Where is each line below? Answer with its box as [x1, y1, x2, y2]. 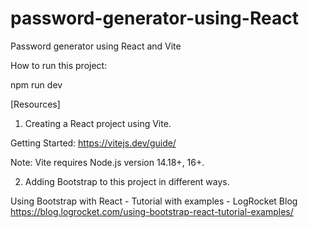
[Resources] [10, 98, 61, 110]
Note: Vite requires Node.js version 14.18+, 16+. [10, 156, 205, 168]
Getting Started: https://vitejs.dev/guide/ [10, 137, 177, 149]
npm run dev [10, 78, 63, 91]
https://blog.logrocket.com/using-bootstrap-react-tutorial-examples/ [10, 205, 294, 217]
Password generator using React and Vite [10, 40, 182, 52]
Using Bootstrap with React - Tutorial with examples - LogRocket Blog [10, 195, 298, 207]
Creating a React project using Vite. [24, 117, 172, 129]
